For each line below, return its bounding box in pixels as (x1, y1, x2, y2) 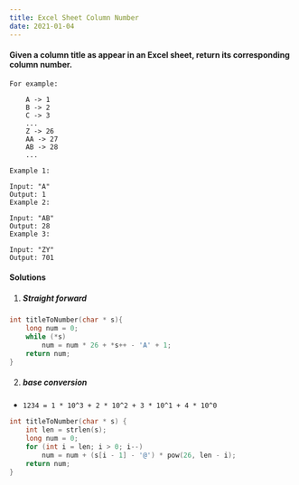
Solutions (9, 272, 47, 283)
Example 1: (9, 166, 51, 175)
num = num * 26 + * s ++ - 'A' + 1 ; (42, 340, 172, 350)
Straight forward (22, 293, 88, 303)
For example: (9, 79, 59, 89)
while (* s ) (25, 332, 67, 341)
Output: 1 (9, 190, 47, 199)
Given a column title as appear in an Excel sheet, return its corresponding (9, 50, 291, 61)
